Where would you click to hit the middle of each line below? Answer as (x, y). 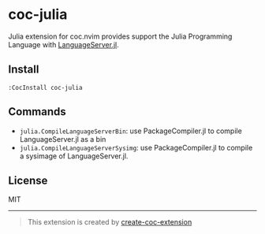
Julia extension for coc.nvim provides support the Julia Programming (120, 36)
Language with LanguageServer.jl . (64, 44)
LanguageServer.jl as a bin (63, 139)
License (28, 180)
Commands (37, 112)
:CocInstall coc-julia (45, 87)
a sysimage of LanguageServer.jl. (74, 156)
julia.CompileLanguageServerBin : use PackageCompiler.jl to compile (131, 131)
